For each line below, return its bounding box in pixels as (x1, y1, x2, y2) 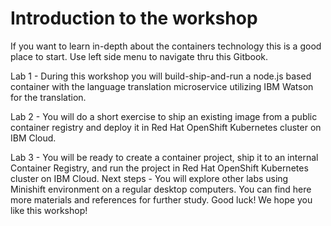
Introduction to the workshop (10, 7, 258, 30)
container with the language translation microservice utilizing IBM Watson (10, 80, 314, 92)
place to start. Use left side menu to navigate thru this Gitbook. (10, 50, 269, 62)
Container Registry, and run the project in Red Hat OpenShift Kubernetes (10, 162, 309, 174)
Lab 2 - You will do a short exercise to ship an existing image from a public (10, 110, 318, 122)
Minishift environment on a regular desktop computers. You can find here (10, 183, 312, 195)
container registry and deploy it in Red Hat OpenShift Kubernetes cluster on (10, 121, 322, 133)
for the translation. (10, 91, 87, 103)
